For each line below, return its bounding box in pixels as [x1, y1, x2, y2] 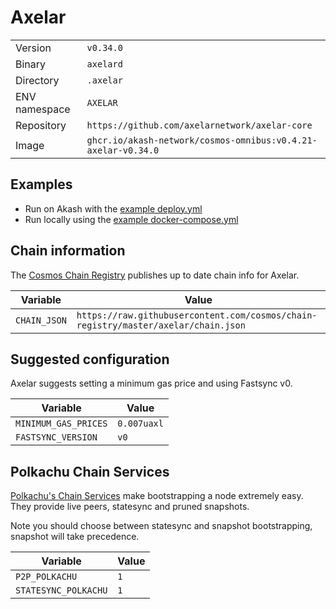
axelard [86, 58, 123, 70]
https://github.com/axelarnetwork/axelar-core [86, 119, 313, 131]
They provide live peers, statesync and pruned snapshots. [10, 501, 250, 513]
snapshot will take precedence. [10, 531, 140, 543]
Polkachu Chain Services [10, 463, 170, 480]
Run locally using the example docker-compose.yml [24, 213, 239, 225]
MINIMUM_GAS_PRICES [15, 418, 108, 430]
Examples [10, 176, 73, 193]
